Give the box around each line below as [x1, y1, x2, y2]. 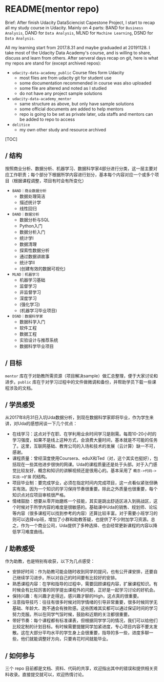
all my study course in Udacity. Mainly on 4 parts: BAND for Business [5, 24, 143, 30]
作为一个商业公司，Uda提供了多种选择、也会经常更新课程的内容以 [20, 523, 153, 529]
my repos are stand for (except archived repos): [5, 60, 102, 66]
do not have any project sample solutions [19, 90, 102, 96]
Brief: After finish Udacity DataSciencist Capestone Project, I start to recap [5, 20, 155, 25]
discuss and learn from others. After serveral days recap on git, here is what [5, 55, 159, 61]
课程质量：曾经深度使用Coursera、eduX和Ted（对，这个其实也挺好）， [12, 455, 154, 461]
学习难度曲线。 [16, 529, 47, 534]
